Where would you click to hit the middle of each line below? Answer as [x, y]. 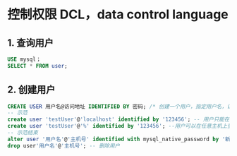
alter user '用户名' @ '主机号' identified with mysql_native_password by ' [116, 139]
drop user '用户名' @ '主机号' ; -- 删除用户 [63, 145]
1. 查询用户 [31, 43]
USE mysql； [24, 59]
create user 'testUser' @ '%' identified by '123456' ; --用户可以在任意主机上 [117, 126]
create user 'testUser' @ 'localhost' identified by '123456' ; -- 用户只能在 [119, 120]
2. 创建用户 [31, 90]
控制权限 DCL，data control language [118, 14]
